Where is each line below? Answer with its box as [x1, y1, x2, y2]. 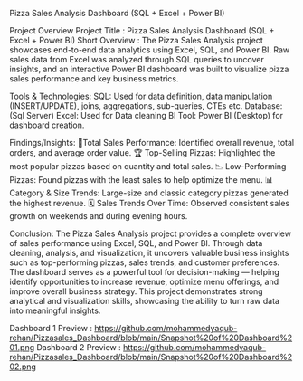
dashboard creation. [9, 119, 85, 130]
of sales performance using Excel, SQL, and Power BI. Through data [9, 238, 263, 248]
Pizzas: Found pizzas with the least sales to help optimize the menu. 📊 [9, 175, 274, 185]
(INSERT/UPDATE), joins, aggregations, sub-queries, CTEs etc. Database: [9, 100, 283, 111]
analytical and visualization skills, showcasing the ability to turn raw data [9, 296, 280, 306]
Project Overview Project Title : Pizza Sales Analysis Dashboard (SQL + [9, 25, 275, 35]
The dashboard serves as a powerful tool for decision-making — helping [9, 267, 280, 277]
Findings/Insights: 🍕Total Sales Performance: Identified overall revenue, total [9, 138, 295, 148]
